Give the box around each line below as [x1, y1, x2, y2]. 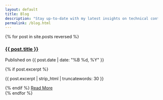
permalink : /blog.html [5, 20, 51, 26]
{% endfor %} [5, 90, 33, 96]
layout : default [5, 7, 38, 12]
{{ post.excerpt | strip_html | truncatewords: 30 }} [5, 75, 104, 81]
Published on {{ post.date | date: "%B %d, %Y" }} [5, 57, 104, 63]
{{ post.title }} [5, 46, 39, 53]
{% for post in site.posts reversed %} [5, 34, 79, 40]
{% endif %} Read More [5, 85, 53, 91]
